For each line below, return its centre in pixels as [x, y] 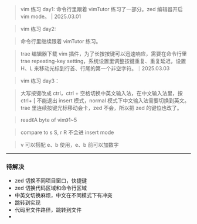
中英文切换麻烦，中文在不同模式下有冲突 [63, 195]
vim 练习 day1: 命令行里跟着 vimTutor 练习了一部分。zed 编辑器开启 [101, 9]
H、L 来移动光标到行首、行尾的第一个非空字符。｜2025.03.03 [95, 68]
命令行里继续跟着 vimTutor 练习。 [61, 41]
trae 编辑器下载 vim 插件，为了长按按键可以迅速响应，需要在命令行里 [104, 54]
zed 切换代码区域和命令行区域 [50, 188]
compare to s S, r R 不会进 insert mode [67, 132]
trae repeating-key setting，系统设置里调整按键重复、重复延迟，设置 [103, 61]
